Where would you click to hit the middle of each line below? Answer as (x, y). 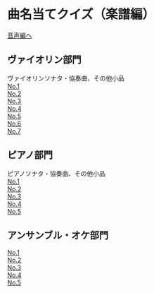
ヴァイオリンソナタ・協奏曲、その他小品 (66, 78)
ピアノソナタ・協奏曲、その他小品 (56, 173)
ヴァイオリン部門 (44, 60)
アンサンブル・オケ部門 (58, 235)
